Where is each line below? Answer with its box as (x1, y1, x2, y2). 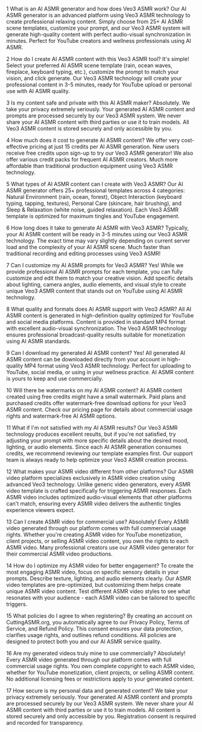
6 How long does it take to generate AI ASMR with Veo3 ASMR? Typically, (6, 224, 189, 232)
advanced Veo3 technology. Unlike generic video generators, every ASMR (6, 481, 191, 488)
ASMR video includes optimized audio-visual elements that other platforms (6, 494, 192, 500)
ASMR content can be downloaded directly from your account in (6, 356, 166, 363)
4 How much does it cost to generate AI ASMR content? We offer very (6, 137, 180, 144)
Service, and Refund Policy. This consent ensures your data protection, (6, 625, 183, 632)
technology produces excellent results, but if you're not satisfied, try (6, 430, 176, 438)
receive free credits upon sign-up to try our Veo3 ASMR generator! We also (6, 149, 194, 157)
